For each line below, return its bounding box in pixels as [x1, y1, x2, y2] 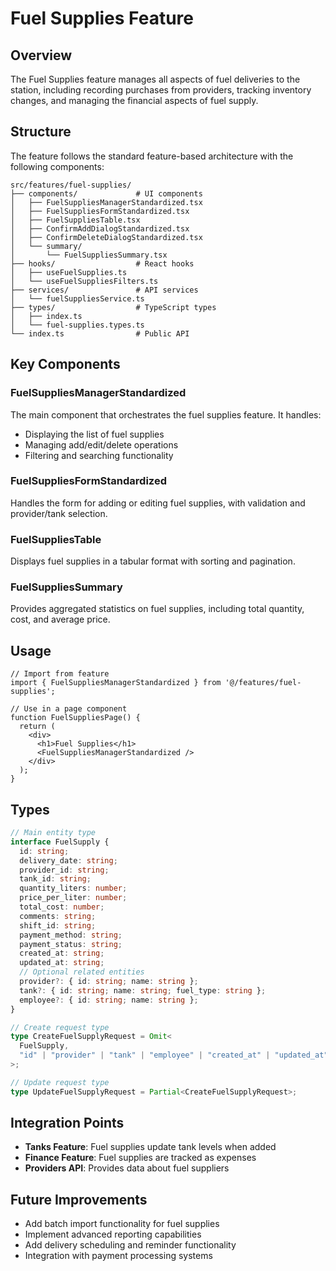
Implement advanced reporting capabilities [24, 1228, 202, 1241]
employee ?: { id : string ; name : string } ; [19, 995, 199, 1005]
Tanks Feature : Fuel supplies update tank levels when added [24, 1141, 277, 1153]
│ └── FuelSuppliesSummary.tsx [10, 250, 168, 260]
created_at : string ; [19, 948, 105, 959]
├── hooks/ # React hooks [10, 258, 195, 269]
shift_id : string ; [19, 920, 97, 931]
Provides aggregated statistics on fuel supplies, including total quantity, [10, 603, 305, 615]
